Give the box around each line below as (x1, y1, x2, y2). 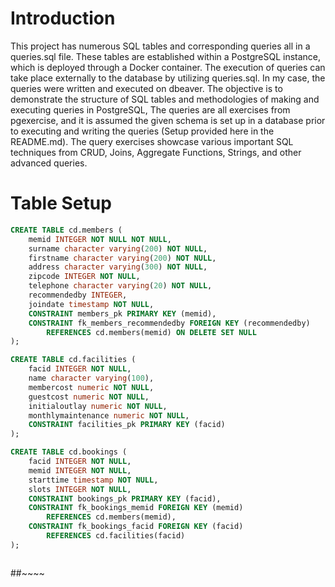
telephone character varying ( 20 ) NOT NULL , (28, 281, 213, 291)
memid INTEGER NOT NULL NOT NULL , (28, 234, 172, 244)
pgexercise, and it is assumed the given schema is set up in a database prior (10, 114, 326, 126)
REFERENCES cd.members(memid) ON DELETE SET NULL (46, 327, 257, 337)
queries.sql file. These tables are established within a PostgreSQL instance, (10, 50, 322, 62)
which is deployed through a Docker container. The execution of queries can (10, 61, 326, 73)
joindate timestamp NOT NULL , (28, 299, 155, 309)
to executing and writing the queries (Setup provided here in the (10, 125, 275, 137)
